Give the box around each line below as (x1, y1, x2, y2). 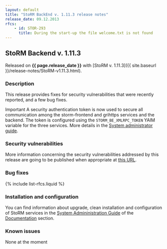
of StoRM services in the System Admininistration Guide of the (5, 210, 134, 215)
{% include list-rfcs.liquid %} (5, 180, 65, 186)
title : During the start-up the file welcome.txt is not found (18, 30, 153, 35)
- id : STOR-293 (14, 26, 46, 31)
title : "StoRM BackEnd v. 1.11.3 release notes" (5, 12, 108, 17)
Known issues (5, 227, 40, 234)
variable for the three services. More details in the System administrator (5, 122, 153, 128)
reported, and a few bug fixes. (5, 97, 67, 103)
